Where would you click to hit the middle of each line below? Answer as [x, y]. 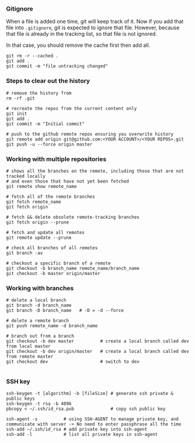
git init [17, 114]
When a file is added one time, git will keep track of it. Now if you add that [95, 22]
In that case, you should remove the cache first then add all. [78, 45]
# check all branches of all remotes [52, 248]
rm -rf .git [20, 98]
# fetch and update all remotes [45, 232]
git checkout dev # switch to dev [73, 362]
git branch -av [25, 253]
